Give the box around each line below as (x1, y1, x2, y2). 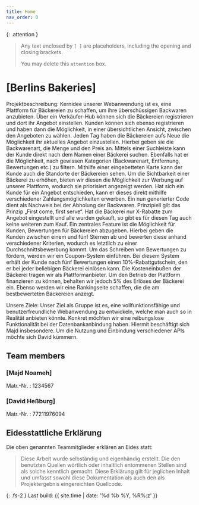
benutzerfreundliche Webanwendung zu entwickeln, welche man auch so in (6, 308, 192, 316)
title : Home (6, 8, 36, 15)
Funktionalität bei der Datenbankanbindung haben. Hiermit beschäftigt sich (6, 321, 190, 328)
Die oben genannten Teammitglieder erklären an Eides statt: (6, 444, 153, 451)
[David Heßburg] (6, 397, 55, 406)
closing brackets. (20, 48, 64, 55)
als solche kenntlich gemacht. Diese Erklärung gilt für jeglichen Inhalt (20, 468, 190, 475)
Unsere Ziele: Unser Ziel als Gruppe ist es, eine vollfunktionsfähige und (6, 302, 180, 309)
